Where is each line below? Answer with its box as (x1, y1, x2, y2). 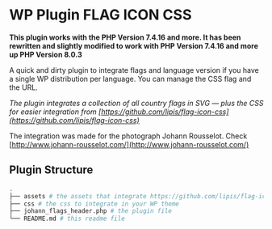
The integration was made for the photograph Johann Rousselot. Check (9, 131, 248, 141)
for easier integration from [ (9, 107, 102, 117)
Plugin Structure (9, 163, 94, 177)
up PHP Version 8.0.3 (9, 49, 83, 59)
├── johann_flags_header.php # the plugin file (9, 207, 173, 215)
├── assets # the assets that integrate (9, 192, 148, 200)
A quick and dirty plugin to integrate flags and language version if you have (9, 65, 259, 74)
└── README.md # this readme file (9, 214, 126, 223)
